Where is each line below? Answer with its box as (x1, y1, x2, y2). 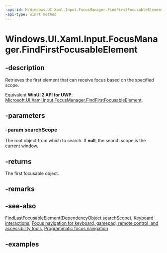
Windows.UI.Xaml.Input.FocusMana (5, 33, 158, 45)
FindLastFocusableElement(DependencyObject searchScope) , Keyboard (5, 215, 154, 221)
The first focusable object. (5, 170, 60, 176)
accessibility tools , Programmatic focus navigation (5, 226, 108, 232)
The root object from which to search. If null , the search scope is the (5, 138, 146, 144)
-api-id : (5, 7, 23, 12)
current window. (5, 143, 39, 149)
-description (5, 64, 45, 72)
